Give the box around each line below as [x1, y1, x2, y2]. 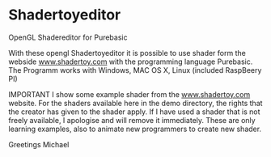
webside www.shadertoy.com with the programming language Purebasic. [8, 57, 253, 66]
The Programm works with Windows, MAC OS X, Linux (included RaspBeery [8, 65, 262, 74]
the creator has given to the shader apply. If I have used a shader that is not [8, 107, 260, 117]
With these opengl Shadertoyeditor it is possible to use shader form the [8, 48, 247, 57]
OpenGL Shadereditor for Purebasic [8, 32, 128, 42]
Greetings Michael [8, 139, 70, 149]
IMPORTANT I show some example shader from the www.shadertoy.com [8, 89, 251, 99]
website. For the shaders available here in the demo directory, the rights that [8, 98, 263, 108]
